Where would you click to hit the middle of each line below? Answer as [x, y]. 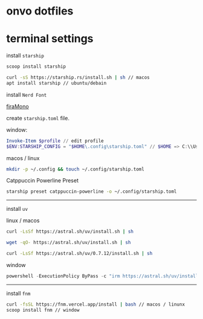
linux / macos [23, 221]
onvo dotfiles [40, 11]
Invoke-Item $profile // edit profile [55, 141]
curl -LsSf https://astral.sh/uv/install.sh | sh [70, 232]
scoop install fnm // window [43, 310]
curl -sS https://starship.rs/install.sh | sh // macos [78, 77]
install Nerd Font [27, 94]
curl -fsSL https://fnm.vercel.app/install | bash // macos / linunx [96, 304]
